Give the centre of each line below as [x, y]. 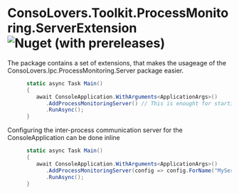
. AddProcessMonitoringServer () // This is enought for [128, 103]
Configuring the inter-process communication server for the [95, 130]
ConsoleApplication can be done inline [64, 138]
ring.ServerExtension [72, 28]
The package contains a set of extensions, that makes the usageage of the [117, 63]
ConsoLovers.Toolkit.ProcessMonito [118, 13]
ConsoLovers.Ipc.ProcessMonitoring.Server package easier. [95, 70]
